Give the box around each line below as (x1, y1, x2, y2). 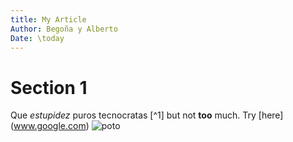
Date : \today (10, 33, 65, 43)
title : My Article (10, 14, 87, 25)
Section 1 (10, 76, 88, 99)
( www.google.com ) (10, 120, 90, 132)
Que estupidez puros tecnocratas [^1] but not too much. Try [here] (10, 109, 284, 121)
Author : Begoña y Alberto (10, 24, 118, 34)
